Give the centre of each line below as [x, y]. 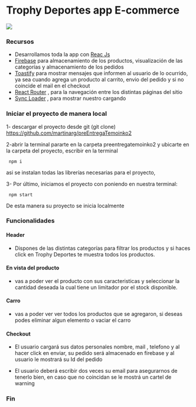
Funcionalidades [30, 221]
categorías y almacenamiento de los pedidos [69, 67]
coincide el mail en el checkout [52, 86]
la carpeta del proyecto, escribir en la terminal [62, 151]
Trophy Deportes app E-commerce [93, 10]
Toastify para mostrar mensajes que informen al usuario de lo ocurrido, [101, 73]
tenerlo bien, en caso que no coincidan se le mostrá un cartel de [93, 377]
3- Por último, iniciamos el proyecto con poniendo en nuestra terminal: [92, 184]
